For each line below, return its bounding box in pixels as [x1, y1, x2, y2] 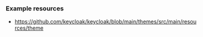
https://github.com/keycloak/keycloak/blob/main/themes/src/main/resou [14, 18, 197, 25]
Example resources [5, 4, 64, 13]
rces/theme [14, 24, 44, 32]
